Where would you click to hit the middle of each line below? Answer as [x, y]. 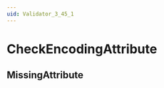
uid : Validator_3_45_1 [40, 14]
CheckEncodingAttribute [82, 49]
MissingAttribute [45, 75]
